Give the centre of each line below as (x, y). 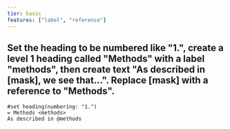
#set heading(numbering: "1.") (52, 107)
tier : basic (24, 13)
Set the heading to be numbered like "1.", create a (115, 48)
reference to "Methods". (61, 91)
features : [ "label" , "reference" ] (57, 20)
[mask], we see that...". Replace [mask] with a (108, 80)
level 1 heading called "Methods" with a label (106, 58)
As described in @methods (44, 119)
